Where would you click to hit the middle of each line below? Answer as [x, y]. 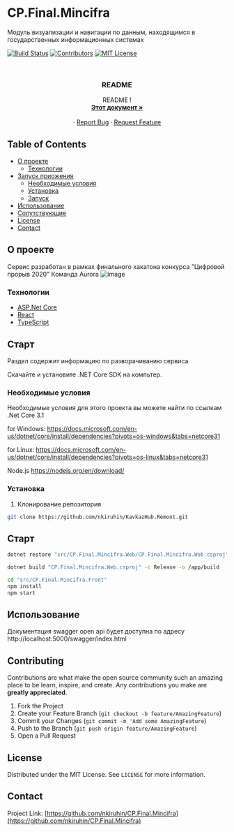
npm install [24, 586]
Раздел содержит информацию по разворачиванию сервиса [98, 360]
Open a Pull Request [47, 736]
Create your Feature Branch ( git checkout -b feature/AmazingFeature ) [119, 713]
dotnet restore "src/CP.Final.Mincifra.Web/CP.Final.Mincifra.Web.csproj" [118, 555]
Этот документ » [117, 108]
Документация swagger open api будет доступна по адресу [96, 632]
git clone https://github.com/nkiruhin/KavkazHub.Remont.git [98, 517]
